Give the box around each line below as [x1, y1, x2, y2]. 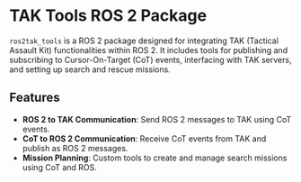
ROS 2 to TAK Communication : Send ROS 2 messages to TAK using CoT [22, 114, 292, 124]
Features [9, 90, 60, 105]
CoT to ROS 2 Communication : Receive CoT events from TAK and [22, 132, 267, 144]
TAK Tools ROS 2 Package [9, 5, 208, 26]
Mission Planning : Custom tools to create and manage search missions [22, 152, 288, 163]
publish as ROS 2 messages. [22, 142, 128, 153]
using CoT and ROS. [22, 161, 97, 172]
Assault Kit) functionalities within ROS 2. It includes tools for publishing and [9, 44, 288, 55]
